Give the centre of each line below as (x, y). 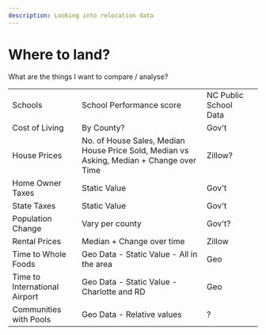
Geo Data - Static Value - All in (140, 254)
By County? (103, 127)
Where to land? (59, 54)
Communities (37, 309)
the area (97, 264)
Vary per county (112, 224)
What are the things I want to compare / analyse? (88, 77)
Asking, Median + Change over (139, 160)
